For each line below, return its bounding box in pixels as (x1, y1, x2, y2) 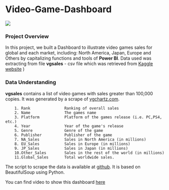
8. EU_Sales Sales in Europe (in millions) (14, 141, 130, 146)
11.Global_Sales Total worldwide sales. (14, 154, 115, 160)
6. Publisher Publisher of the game (14, 132, 113, 138)
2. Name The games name (14, 110, 96, 115)
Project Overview (5, 33, 49, 40)
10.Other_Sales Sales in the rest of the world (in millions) (14, 150, 165, 155)
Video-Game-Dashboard (5, 4, 112, 15)
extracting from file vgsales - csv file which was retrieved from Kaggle (5, 61, 153, 67)
